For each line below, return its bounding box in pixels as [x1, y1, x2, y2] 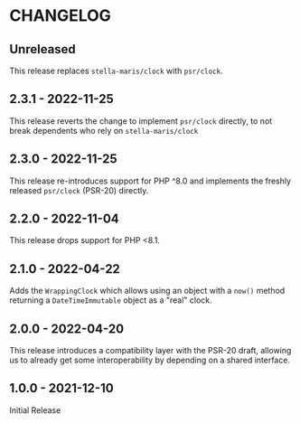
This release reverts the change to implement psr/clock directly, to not [9, 115, 273, 127]
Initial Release [9, 404, 61, 416]
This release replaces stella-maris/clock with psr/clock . [9, 65, 223, 76]
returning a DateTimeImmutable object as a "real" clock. [9, 295, 212, 305]
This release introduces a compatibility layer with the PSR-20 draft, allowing [9, 345, 292, 356]
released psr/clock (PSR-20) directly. [9, 184, 149, 195]
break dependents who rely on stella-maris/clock [9, 125, 199, 136]
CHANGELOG [9, 5, 111, 26]
